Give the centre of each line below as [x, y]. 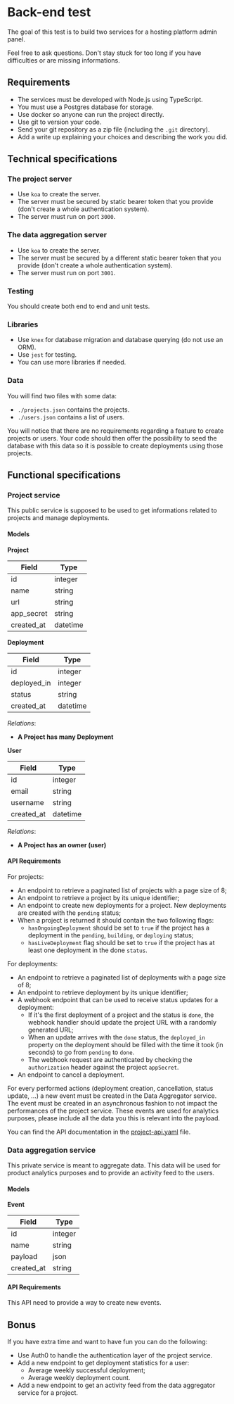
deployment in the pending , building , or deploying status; [111, 935]
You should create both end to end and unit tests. [79, 306]
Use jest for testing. [47, 355]
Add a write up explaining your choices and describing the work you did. [122, 137]
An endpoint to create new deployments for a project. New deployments [122, 905]
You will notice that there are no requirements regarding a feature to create [116, 431]
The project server [40, 179]
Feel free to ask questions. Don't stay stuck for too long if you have [104, 53]
